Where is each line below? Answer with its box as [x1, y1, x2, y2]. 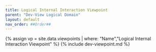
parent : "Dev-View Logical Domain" [5, 12, 81, 17]
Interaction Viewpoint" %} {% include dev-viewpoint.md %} [5, 41, 131, 47]
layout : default [5, 17, 40, 22]
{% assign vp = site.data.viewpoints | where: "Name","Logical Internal [5, 36, 151, 42]
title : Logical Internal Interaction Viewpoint [5, 7, 108, 13]
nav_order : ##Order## [5, 21, 51, 27]
